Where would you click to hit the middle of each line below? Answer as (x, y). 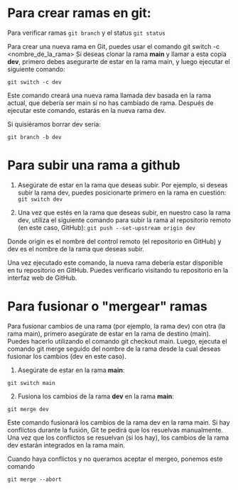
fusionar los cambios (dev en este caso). (67, 356)
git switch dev (40, 199)
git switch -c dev (34, 82)
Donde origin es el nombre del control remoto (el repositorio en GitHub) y (114, 241)
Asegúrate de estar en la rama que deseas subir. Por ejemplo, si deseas (123, 185)
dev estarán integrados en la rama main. (66, 445)
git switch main (31, 383)
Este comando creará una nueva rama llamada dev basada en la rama (109, 95)
